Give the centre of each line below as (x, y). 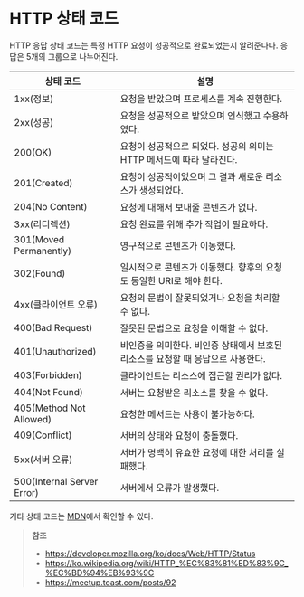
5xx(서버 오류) (43, 460)
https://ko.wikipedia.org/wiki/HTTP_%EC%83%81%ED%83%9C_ (166, 563)
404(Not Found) (48, 392)
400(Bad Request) (53, 327)
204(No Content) (51, 206)
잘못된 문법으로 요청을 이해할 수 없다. (194, 328)
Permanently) (43, 251)
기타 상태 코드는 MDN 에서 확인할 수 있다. (81, 516)
